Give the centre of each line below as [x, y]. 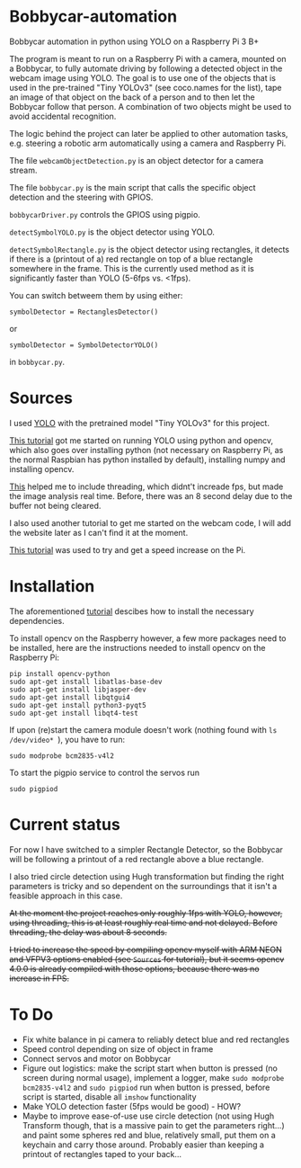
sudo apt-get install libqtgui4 [70, 697]
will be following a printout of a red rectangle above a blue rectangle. [137, 859]
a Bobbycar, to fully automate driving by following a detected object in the [146, 68]
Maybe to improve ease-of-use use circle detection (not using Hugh [148, 1116]
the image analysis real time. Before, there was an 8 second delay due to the [151, 495]
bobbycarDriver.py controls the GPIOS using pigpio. [105, 214]
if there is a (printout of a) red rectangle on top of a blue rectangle [131, 259]
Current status [65, 825]
